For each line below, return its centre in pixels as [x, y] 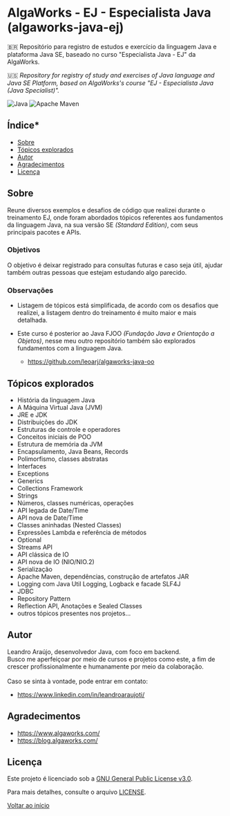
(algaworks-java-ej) [66, 27]
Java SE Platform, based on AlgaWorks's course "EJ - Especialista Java [111, 83]
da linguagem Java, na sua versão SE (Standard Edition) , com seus [103, 225]
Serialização [35, 569]
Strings [27, 496]
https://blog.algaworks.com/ [57, 740]
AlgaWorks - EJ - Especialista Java [109, 13]
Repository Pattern [44, 598]
